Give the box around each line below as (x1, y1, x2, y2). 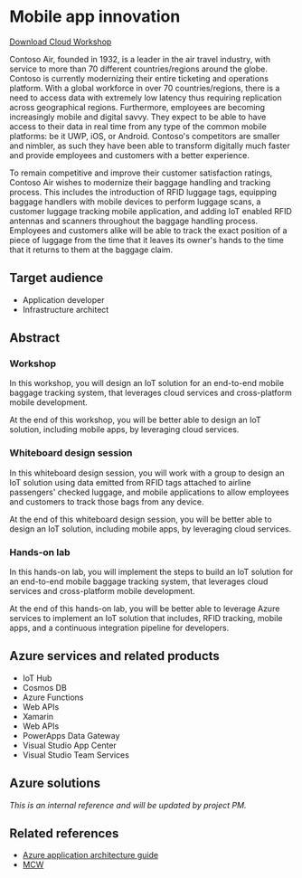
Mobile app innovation (9, 6, 181, 27)
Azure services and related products (9, 648, 220, 664)
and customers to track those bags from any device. (9, 496, 204, 507)
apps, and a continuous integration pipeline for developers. (9, 622, 230, 634)
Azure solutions (9, 776, 101, 791)
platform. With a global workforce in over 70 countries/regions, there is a (9, 82, 280, 93)
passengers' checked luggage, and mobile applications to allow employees (9, 486, 289, 497)
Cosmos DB (22, 682, 68, 693)
